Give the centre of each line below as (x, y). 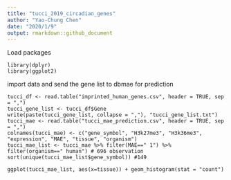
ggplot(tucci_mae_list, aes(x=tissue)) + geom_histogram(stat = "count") (116, 170)
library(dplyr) (29, 65)
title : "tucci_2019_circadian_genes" (62, 13)
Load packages (29, 53)
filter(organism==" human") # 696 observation (75, 152)
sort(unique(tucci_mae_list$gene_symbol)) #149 (77, 157)
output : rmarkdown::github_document (60, 33)
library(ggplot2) (32, 71)
